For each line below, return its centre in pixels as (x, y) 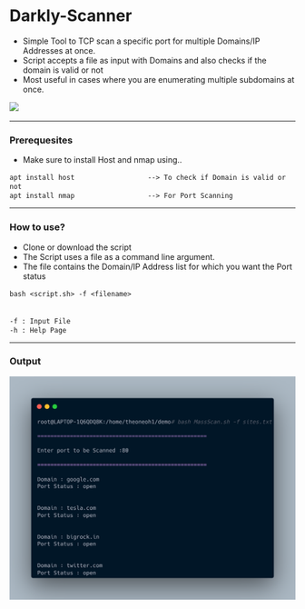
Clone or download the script (77, 247)
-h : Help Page (38, 330)
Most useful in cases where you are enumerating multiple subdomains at (158, 79)
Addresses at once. (59, 50)
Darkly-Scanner (71, 16)
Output (25, 362)
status (34, 276)
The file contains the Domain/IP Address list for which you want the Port (157, 266)
